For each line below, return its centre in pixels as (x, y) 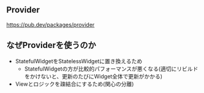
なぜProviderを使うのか (51, 45)
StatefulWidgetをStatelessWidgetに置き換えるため (79, 61)
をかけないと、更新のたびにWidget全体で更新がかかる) (93, 76)
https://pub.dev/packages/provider (51, 24)
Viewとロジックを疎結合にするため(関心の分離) (74, 84)
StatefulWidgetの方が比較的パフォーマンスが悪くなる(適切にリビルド (111, 69)
